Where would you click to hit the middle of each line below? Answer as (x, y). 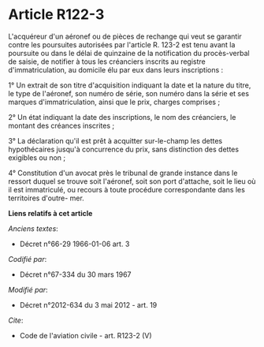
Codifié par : (28, 259)
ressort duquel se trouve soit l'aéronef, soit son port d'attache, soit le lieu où (132, 181)
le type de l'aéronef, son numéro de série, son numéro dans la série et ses (129, 93)
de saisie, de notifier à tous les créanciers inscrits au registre (107, 62)
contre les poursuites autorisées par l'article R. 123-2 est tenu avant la (122, 44)
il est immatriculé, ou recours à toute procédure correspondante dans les (127, 189)
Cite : (16, 320)
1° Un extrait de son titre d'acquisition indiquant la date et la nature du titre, (130, 85)
